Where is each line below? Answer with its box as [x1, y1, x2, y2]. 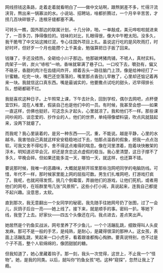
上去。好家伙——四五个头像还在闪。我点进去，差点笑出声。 [26, 212, 146, 218]
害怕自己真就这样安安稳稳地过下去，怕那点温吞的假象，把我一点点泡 [21, 136, 158, 142]
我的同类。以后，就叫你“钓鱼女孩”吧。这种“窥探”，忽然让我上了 [28, 257, 155, 262]
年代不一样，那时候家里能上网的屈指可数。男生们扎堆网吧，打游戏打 [13, 171, 149, 177]
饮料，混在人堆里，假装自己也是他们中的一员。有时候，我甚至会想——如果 [9, 102, 158, 108]
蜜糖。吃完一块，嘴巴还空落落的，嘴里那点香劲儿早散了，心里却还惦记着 [9, 73, 154, 79]
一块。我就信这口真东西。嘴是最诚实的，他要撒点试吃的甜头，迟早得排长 [9, 80, 154, 85]
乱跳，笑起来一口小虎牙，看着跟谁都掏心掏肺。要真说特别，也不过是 [21, 235, 158, 240]
